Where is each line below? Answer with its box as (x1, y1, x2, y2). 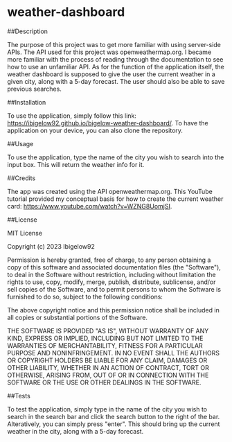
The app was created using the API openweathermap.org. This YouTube (7, 187, 213, 195)
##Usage (7, 139, 34, 148)
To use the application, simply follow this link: (7, 112, 137, 120)
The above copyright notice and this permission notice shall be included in (7, 306, 220, 314)
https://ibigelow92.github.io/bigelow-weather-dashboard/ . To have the (7, 118, 209, 127)
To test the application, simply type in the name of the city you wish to (7, 405, 208, 413)
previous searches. (7, 85, 62, 93)
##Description (7, 27, 48, 35)
